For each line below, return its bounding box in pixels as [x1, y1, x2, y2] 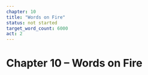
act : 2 [6, 31, 23, 37]
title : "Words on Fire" [6, 14, 66, 20]
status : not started [6, 20, 58, 26]
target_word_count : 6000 [6, 25, 68, 32]
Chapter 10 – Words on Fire [6, 57, 143, 70]
